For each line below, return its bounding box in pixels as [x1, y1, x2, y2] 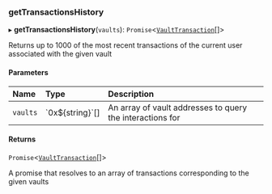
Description [108, 88, 155, 99]
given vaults [8, 176, 49, 186]
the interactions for [108, 112, 181, 123]
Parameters [8, 67, 49, 77]
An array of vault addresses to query [108, 102, 248, 113]
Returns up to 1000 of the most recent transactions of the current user [8, 40, 243, 50]
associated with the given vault [8, 49, 113, 59]
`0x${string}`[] [45, 107, 100, 118]
